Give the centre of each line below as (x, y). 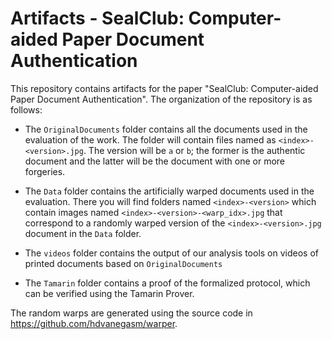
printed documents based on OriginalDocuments (123, 263)
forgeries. (45, 171)
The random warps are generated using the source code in (131, 313)
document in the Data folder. (83, 233)
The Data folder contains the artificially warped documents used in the (169, 191)
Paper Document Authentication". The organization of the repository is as (161, 99)
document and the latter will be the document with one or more (155, 161)
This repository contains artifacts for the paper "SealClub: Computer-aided (164, 88)
